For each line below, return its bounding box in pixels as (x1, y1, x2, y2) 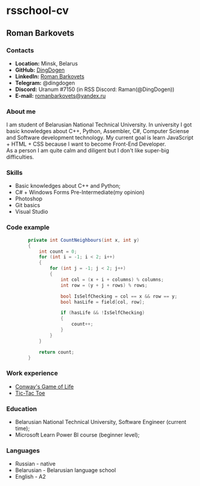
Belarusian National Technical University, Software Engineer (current (15, 418, 187, 425)
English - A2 (15, 473, 47, 481)
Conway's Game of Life (15, 383, 74, 390)
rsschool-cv (6, 4, 69, 18)
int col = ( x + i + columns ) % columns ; (60, 276, 164, 282)
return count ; (38, 349, 75, 355)
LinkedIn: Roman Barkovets (15, 72, 85, 80)
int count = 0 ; (38, 248, 78, 255)
